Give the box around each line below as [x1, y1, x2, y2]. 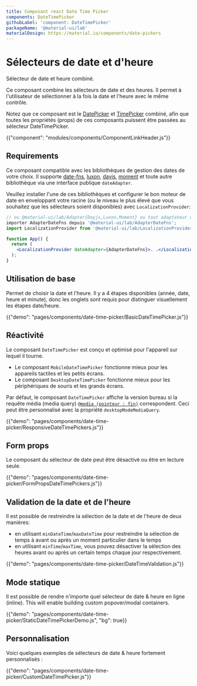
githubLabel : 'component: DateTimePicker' [6, 19, 111, 25]
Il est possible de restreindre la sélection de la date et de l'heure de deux [6, 513, 182, 520]
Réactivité [6, 330, 44, 340]
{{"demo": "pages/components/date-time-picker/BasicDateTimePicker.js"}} [6, 313, 189, 320]
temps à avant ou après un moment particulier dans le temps [14, 536, 162, 543]
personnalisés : [6, 655, 43, 663]
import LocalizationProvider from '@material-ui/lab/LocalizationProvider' [6, 225, 195, 231]
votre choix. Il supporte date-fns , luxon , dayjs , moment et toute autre [6, 173, 172, 180]
